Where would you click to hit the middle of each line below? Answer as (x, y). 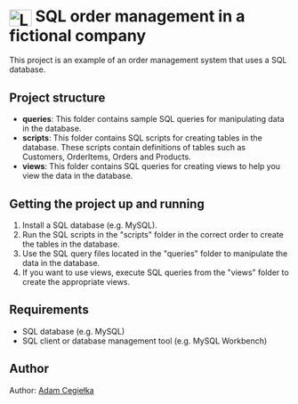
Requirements (49, 310)
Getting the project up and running (107, 203)
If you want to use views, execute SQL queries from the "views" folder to (155, 272)
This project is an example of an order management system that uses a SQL (148, 61)
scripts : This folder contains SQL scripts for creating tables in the (142, 138)
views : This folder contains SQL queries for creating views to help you (151, 166)
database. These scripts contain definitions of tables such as (134, 148)
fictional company (78, 35)
